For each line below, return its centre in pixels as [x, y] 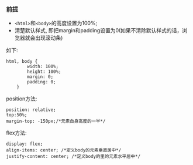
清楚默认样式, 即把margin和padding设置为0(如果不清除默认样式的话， [98, 31]
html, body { [22, 62]
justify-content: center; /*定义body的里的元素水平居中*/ [73, 157]
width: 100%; [43, 67]
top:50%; [17, 115]
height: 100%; [44, 72]
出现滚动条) [49, 38]
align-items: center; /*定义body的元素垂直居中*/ [64, 150]
